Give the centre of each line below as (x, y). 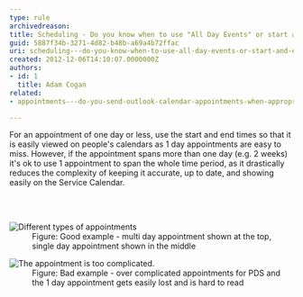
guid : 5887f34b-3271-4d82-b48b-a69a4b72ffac (94, 43)
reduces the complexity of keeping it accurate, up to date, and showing (142, 173)
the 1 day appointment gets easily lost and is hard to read (138, 283)
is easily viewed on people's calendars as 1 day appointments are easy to (146, 144)
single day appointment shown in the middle (114, 246)
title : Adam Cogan (52, 85)
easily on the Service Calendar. (67, 183)
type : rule (30, 18)
